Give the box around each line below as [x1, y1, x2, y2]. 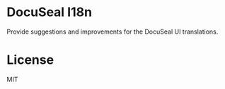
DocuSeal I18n [6, 4, 93, 20]
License [6, 52, 54, 68]
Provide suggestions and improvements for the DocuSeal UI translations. [6, 27, 219, 36]
